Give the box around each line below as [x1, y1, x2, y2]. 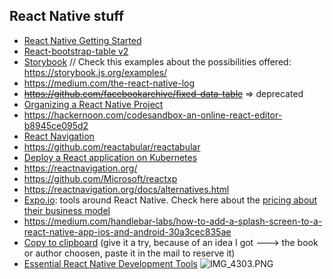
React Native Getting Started [23, 34, 142, 46]
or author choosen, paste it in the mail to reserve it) [23, 247, 236, 259]
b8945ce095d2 [23, 119, 89, 131]
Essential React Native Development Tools [23, 257, 198, 269]
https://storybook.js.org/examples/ [23, 66, 168, 78]
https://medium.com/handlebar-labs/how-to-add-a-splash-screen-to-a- [23, 215, 323, 227]
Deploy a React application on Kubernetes [23, 151, 198, 163]
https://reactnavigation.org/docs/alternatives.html [23, 183, 230, 195]
